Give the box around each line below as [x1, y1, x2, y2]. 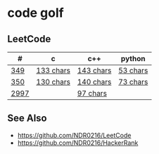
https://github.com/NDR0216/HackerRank [17, 139, 139, 147]
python [120, 54, 146, 63]
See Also [7, 113, 47, 124]
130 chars [36, 77, 70, 86]
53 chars [118, 65, 148, 75]
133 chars [36, 65, 70, 75]
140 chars [77, 77, 112, 86]
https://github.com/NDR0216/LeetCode [17, 131, 132, 139]
